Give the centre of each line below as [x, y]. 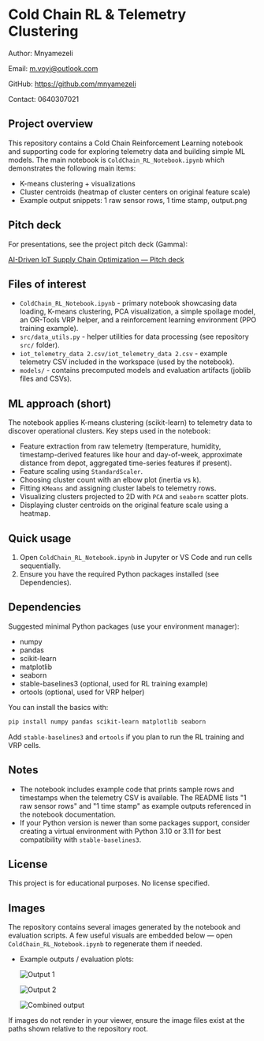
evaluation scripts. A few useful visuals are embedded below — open [120, 936]
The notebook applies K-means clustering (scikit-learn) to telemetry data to [130, 423]
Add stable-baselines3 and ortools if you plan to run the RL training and [126, 737]
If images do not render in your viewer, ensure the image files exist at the [126, 1020]
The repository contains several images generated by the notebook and [125, 927]
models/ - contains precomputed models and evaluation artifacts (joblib [135, 370]
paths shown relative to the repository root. [78, 1029]
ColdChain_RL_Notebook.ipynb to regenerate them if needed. [105, 944]
